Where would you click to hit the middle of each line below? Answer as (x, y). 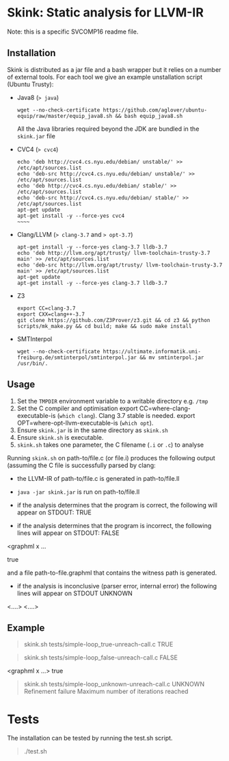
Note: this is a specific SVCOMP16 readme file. (73, 32)
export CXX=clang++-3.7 (51, 314)
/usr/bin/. (32, 363)
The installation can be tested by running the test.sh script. (90, 738)
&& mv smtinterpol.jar (172, 358)
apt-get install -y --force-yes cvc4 (71, 216)
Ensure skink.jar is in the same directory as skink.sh (93, 430)
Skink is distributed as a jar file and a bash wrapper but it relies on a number (114, 69)
